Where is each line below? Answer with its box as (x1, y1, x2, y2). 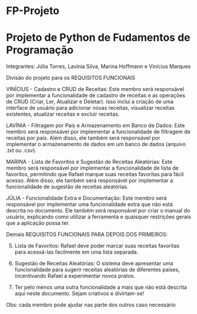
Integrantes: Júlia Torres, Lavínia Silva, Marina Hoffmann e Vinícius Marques (6, 63, 191, 70)
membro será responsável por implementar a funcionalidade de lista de (6, 164, 179, 171)
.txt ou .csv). (6, 147, 37, 154)
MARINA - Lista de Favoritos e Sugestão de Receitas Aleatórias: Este (6, 158, 172, 166)
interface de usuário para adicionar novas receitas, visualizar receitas (6, 104, 175, 112)
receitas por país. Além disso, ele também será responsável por (6, 134, 161, 141)
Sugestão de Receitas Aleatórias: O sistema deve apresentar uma (14, 260, 173, 267)
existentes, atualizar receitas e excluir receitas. (6, 110, 120, 118)
